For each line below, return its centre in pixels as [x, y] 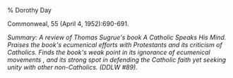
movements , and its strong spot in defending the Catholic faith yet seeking [117, 60]
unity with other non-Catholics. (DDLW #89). [72, 67]
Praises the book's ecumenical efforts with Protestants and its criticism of [115, 45]
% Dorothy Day [29, 10]
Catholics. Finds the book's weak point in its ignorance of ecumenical [109, 52]
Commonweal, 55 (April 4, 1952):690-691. [68, 24]
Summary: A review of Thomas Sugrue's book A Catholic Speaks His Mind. [117, 37]
